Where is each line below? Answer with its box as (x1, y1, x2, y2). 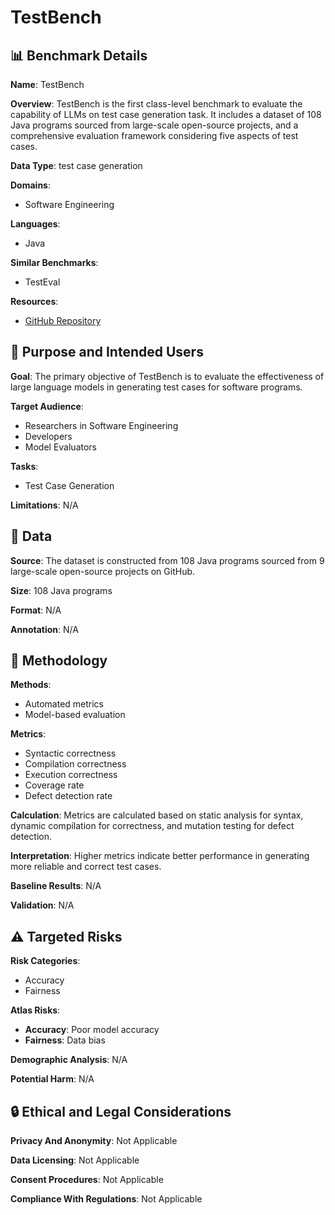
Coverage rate (24, 779, 85, 791)
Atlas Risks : (10, 1004, 61, 1016)
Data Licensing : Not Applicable (10, 1154, 140, 1166)
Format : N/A (10, 604, 62, 616)
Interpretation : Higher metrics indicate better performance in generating (10, 850, 310, 862)
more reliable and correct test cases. (10, 861, 162, 873)
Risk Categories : (10, 955, 81, 967)
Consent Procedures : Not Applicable (10, 1174, 164, 1186)
